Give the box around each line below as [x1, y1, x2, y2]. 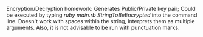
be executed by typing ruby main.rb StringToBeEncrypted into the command [6, 11, 198, 18]
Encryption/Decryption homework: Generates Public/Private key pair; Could [6, 5, 196, 12]
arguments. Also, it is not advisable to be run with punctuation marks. [6, 24, 180, 31]
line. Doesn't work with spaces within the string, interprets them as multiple [6, 18, 195, 24]
